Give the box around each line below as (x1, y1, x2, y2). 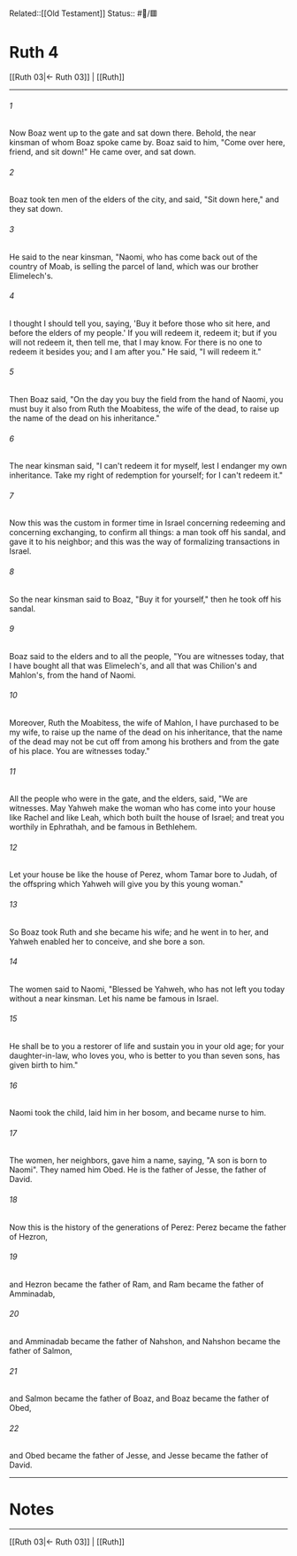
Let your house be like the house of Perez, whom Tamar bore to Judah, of (9, 869, 278, 880)
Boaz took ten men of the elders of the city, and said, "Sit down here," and (9, 194, 280, 205)
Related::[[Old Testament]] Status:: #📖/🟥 (9, 8, 158, 19)
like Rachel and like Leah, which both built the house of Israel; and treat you (9, 813, 285, 823)
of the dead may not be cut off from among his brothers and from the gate (9, 735, 280, 747)
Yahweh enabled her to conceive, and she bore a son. (9, 936, 205, 946)
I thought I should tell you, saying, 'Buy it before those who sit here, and (9, 318, 271, 329)
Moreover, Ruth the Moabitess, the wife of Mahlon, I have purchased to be (9, 717, 279, 727)
